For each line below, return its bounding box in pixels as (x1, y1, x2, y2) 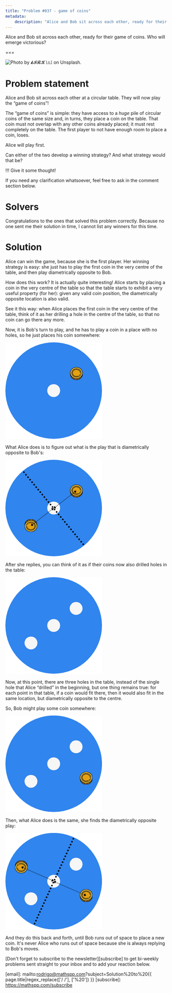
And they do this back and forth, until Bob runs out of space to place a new (5, 935, 165, 941)
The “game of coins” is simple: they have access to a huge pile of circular (5, 110, 161, 116)
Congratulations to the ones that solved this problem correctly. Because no (5, 218, 165, 224)
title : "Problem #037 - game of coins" (5, 8, 91, 13)
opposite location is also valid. (5, 296, 70, 302)
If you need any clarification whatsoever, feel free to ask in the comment (5, 178, 159, 184)
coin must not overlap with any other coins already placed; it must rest (5, 121, 155, 127)
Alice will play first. (5, 142, 45, 148)
